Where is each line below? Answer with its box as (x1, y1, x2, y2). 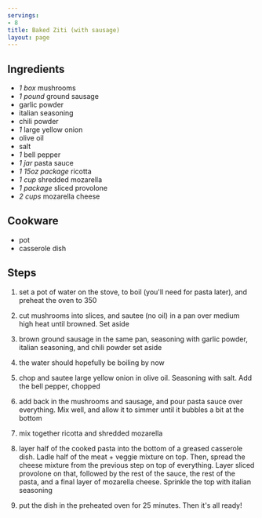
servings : (7, 11, 40, 20)
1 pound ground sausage (18, 92, 100, 101)
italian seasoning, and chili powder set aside (18, 342, 162, 352)
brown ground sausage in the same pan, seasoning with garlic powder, (18, 334, 248, 344)
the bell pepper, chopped (18, 381, 101, 391)
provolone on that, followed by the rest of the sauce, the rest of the (18, 469, 236, 478)
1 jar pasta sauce (18, 159, 74, 168)
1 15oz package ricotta (18, 166, 92, 177)
